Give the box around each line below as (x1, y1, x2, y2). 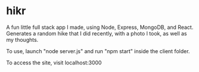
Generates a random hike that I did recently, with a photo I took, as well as (6, 30, 187, 37)
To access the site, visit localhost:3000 (6, 59, 102, 66)
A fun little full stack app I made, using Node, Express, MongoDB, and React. (6, 24, 194, 31)
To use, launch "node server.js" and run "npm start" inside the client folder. (6, 47, 190, 54)
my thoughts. (6, 36, 39, 43)
